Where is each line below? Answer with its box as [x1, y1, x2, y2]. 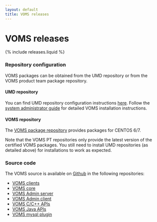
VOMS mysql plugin [12, 212, 52, 218]
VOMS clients [12, 180, 40, 186]
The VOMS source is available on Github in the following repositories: [5, 170, 145, 177]
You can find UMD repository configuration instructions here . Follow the [5, 100, 150, 106]
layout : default [5, 7, 38, 12]
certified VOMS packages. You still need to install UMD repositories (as [5, 142, 148, 148]
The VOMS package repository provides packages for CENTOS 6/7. [5, 127, 141, 133]
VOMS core [12, 185, 36, 192]
